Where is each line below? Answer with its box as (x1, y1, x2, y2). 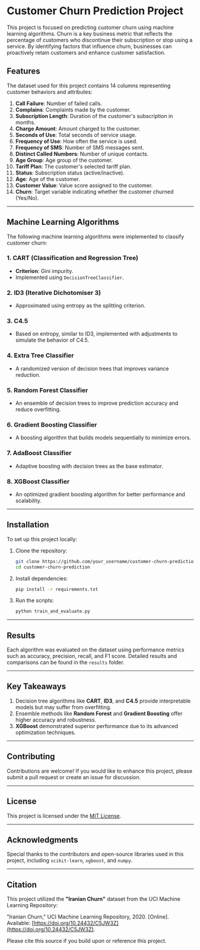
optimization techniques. (15, 729, 76, 736)
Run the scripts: (15, 597, 54, 604)
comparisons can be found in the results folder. (7, 659, 125, 666)
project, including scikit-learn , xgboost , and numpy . (7, 857, 133, 864)
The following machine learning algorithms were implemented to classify (7, 233, 185, 240)
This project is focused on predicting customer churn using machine (7, 24, 174, 31)
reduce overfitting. (15, 406, 61, 413)
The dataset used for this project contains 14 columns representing (7, 82, 171, 89)
